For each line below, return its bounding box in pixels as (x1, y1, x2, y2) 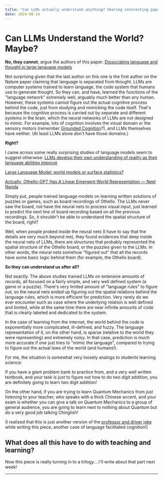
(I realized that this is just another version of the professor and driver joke (5, 419, 152, 425)
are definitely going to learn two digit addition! (5, 380, 97, 385)
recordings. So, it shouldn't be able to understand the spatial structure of (5, 214, 151, 220)
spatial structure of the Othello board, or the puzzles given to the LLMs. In (5, 244, 153, 250)
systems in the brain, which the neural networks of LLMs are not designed (5, 115, 154, 121)
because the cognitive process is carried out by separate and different (5, 110, 146, 116)
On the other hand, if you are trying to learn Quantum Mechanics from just (5, 389, 153, 395)
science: (5, 360, 22, 365)
